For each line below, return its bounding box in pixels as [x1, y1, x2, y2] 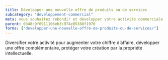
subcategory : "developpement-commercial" [5, 12, 94, 17]
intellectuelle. [5, 50, 33, 56]
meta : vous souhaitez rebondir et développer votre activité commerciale [5, 16, 163, 21]
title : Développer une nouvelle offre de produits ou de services [5, 7, 147, 12]
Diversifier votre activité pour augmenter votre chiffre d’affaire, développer [5, 39, 160, 45]
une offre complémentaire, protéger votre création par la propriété [5, 45, 142, 51]
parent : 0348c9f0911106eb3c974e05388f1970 [5, 21, 96, 26]
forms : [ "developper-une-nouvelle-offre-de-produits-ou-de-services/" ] [5, 26, 158, 31]
